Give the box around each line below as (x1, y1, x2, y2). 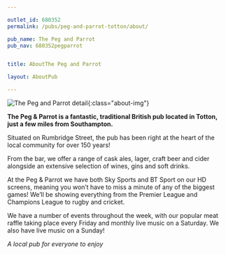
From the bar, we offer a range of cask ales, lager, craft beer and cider (7, 155, 210, 163)
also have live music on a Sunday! (7, 226, 105, 235)
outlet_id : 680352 (7, 16, 61, 23)
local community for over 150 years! (7, 141, 111, 149)
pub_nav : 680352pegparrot (7, 42, 83, 49)
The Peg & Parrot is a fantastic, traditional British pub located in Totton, (7, 113, 218, 120)
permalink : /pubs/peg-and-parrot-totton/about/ (7, 22, 149, 30)
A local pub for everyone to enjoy (7, 240, 104, 248)
